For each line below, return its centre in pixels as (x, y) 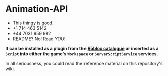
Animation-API (37, 9)
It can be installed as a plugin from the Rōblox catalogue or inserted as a (82, 48)
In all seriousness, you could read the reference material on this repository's (84, 63)
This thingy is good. (33, 23)
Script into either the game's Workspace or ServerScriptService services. (82, 54)
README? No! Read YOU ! (39, 39)
